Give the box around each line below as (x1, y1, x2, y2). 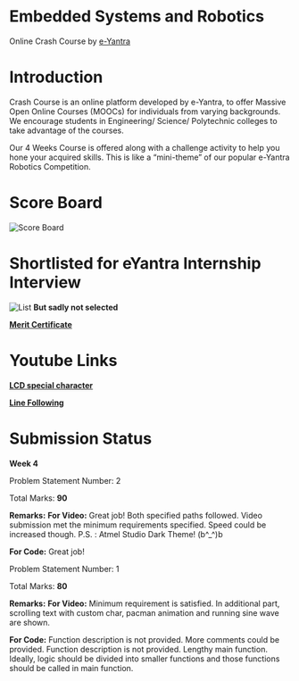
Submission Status (9, 428, 153, 448)
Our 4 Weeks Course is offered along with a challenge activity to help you (9, 142, 280, 153)
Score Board (9, 193, 103, 213)
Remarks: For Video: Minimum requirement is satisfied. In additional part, (9, 598, 280, 609)
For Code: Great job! (9, 546, 85, 557)
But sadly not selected (33, 302, 119, 312)
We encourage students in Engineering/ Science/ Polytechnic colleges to (9, 115, 278, 126)
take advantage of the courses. (9, 125, 124, 136)
